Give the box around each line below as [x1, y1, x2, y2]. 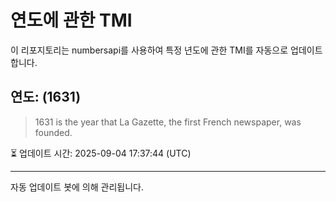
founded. [34, 126, 73, 138]
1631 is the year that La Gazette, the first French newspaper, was [34, 116, 302, 128]
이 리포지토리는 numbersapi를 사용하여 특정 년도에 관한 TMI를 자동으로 [10, 44, 289, 56]
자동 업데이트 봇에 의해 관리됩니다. [10, 181, 144, 193]
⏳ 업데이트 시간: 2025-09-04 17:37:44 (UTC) [10, 147, 192, 159]
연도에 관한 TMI [10, 9, 133, 32]
